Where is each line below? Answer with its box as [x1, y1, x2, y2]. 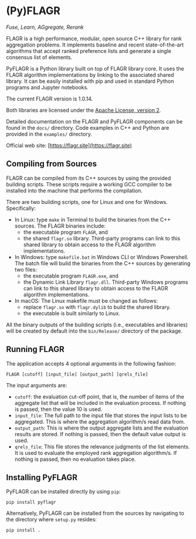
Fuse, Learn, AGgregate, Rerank [6, 24, 84, 31]
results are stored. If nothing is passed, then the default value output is [14, 430, 186, 437]
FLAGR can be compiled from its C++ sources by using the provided [6, 175, 171, 182]
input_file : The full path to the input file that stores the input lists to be [14, 411, 187, 419]
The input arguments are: [6, 381, 67, 389]
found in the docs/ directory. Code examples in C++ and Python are [6, 124, 170, 131]
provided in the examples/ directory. [6, 130, 92, 138]
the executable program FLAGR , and [23, 228, 109, 236]
